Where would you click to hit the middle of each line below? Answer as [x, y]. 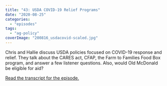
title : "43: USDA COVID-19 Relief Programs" [53, 10]
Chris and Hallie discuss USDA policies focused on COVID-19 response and [84, 52]
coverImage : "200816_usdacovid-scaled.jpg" [52, 38]
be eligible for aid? [24, 68]
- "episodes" [23, 24]
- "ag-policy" [24, 33]
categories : [18, 19]
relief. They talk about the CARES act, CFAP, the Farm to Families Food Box [83, 57]
